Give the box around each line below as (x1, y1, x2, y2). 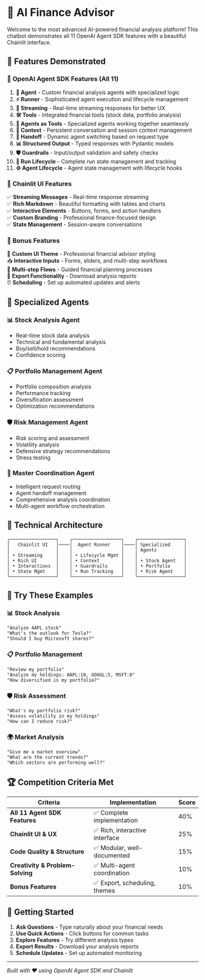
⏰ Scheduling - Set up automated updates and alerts (7, 279, 141, 286)
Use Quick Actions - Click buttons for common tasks (15, 929, 149, 937)
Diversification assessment (15, 396, 84, 404)
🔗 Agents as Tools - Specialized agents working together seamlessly (15, 120, 189, 127)
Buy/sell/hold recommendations (15, 344, 96, 352)
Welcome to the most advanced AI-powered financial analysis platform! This (7, 26, 198, 33)
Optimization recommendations (15, 402, 95, 410)
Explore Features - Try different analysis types (15, 936, 134, 943)
